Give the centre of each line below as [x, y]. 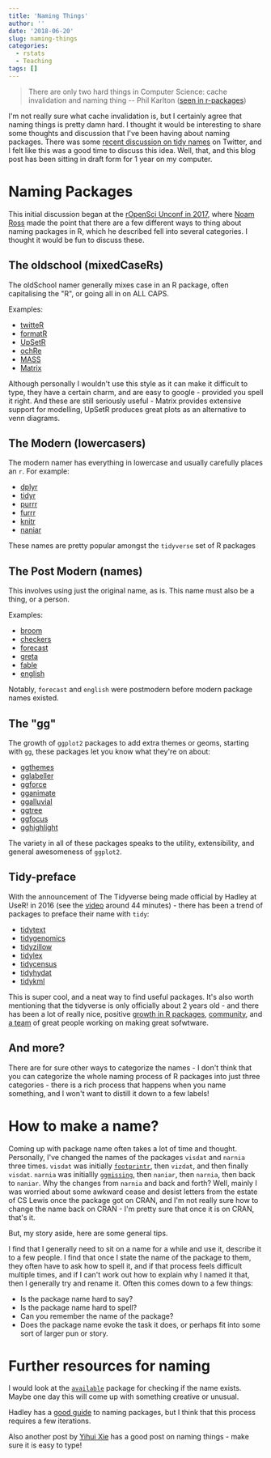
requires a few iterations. [50, 1421]
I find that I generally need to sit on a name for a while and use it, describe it [135, 1248]
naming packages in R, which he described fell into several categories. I [128, 231]
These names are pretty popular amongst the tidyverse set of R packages [132, 546]
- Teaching [34, 62]
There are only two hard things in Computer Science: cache [128, 91]
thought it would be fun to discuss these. [76, 240]
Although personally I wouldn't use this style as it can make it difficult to [128, 383]
